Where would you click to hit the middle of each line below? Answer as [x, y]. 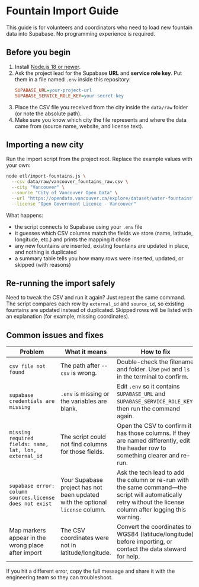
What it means [86, 352]
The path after [80, 365]
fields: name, [29, 444]
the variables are [84, 401]
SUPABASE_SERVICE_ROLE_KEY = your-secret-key [69, 96]
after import [25, 553]
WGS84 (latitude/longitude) [155, 534]
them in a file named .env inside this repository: [73, 79]
